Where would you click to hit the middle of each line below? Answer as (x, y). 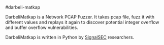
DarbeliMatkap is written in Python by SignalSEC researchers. (70, 37)
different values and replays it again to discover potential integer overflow (82, 22)
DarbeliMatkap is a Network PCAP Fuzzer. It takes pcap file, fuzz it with (80, 17)
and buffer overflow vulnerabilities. (42, 27)
